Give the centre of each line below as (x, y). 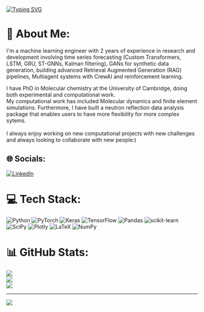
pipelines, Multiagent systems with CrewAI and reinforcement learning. (95, 76)
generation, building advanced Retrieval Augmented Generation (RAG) (94, 70)
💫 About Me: (38, 34)
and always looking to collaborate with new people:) (71, 140)
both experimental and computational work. (61, 95)
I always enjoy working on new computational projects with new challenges (101, 133)
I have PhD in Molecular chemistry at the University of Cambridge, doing (97, 88)
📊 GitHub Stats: (48, 252)
